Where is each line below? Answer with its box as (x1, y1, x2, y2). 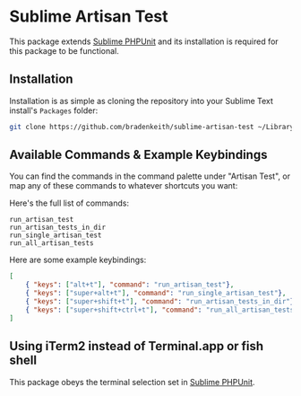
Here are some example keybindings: (9, 254, 147, 266)
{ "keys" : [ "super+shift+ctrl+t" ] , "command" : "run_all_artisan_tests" (25, 305, 298, 314)
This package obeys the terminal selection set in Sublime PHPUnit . (9, 376, 255, 387)
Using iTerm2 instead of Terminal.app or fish (9, 339, 264, 354)
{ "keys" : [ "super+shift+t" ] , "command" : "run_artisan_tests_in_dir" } (25, 297, 295, 306)
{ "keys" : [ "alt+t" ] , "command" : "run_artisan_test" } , (25, 280, 235, 289)
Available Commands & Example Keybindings (9, 147, 268, 163)
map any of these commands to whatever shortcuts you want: (9, 180, 238, 191)
